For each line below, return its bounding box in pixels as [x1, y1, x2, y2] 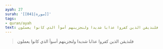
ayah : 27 [5, 7, 23, 12]
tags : [5, 16, 16, 21]
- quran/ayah [5, 20, 32, 26]
